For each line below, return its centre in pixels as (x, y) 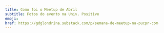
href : (10, 23)
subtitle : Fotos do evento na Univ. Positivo (52, 14)
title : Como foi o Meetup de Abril (41, 9)
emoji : (12, 18)
